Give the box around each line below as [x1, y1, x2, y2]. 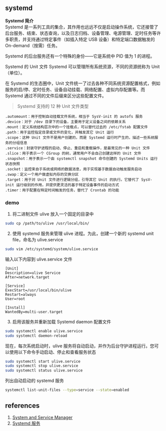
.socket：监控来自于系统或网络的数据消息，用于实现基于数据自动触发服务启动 [5, 166, 142, 171]
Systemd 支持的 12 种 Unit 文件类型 [17, 103, 89, 109]
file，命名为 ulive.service [12, 236, 63, 242]
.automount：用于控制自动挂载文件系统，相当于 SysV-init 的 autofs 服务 [5, 114, 143, 119]
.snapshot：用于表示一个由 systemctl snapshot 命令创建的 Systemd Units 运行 [5, 156, 158, 161]
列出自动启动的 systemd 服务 [5, 377, 64, 383]
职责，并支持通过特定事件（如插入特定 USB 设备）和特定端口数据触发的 [9, 36, 155, 42]
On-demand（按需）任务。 [5, 42, 60, 49]
